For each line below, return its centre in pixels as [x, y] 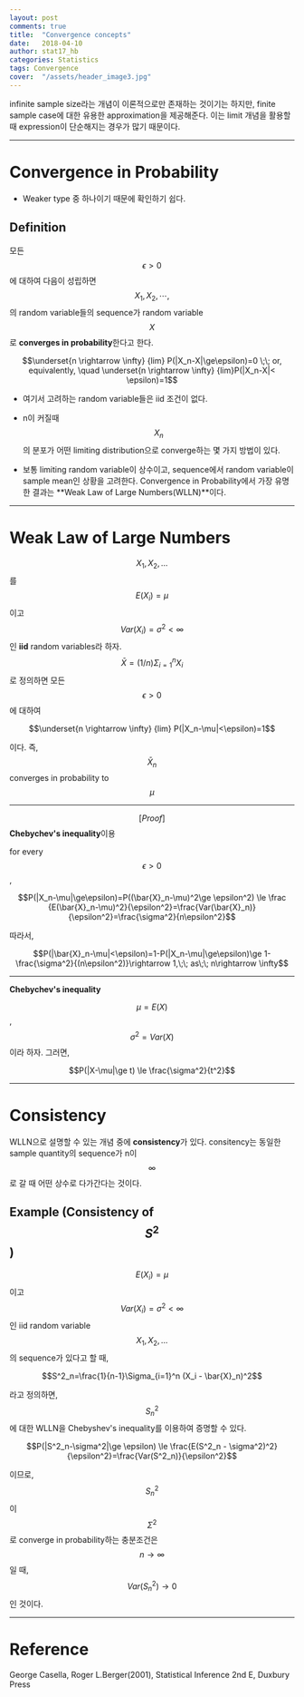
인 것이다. [26, 1604]
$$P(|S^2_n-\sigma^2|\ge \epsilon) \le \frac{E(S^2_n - [127, 1447]
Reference [49, 1649]
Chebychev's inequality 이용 [62, 834]
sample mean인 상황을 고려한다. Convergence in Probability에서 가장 [147, 481]
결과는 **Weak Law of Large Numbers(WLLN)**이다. [129, 493]
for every [26, 852]
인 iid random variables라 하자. [66, 647]
